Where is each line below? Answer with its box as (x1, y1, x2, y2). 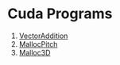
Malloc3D (18, 48, 51, 57)
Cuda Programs (7, 5, 113, 23)
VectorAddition (18, 31, 68, 40)
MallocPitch (18, 39, 58, 48)
